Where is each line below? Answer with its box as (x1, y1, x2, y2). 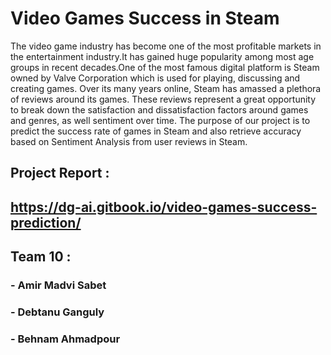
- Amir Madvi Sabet (10, 278, 107, 292)
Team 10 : (10, 248, 72, 266)
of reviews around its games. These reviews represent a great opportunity (10, 93, 317, 105)
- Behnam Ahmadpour (10, 332, 121, 346)
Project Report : (10, 165, 110, 182)
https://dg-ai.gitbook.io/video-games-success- (10, 198, 318, 216)
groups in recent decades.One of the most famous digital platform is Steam (10, 61, 320, 73)
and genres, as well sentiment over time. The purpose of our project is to (10, 114, 311, 126)
